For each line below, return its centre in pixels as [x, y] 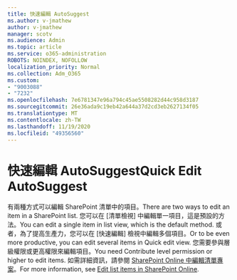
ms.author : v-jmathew [39, 21]
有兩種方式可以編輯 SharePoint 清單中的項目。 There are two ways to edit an [118, 207]
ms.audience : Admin [36, 41]
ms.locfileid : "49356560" [46, 133]
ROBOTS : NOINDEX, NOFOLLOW [47, 61]
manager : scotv [30, 34]
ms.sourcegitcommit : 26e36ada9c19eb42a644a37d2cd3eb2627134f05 [103, 107]
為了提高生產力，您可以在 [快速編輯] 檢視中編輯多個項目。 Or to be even [125, 234]
